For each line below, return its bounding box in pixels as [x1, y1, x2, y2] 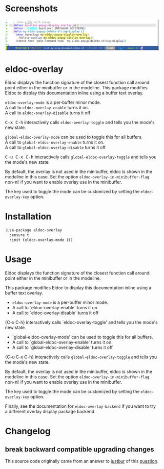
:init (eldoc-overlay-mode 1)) [9, 238, 73, 243]
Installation [5, 211, 52, 222]
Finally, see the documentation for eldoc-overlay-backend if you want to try [5, 403, 156, 409]
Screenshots [5, 3, 58, 14]
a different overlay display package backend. [5, 409, 96, 415]
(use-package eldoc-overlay [5, 228, 62, 233]
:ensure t [9, 233, 29, 238]
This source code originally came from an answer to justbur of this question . [5, 458, 159, 464]
